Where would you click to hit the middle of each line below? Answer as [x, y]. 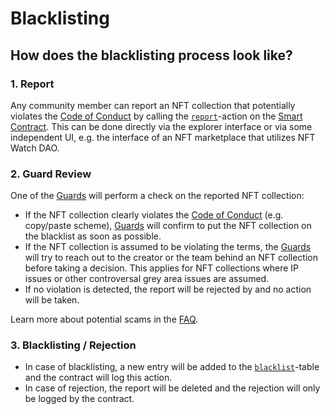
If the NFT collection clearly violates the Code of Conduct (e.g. [154, 215]
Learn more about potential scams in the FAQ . [104, 319]
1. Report [32, 84]
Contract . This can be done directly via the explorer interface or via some [161, 126]
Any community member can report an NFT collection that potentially [153, 105]
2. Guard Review [51, 174]
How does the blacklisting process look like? [151, 55]
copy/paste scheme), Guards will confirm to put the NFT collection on [168, 226]
